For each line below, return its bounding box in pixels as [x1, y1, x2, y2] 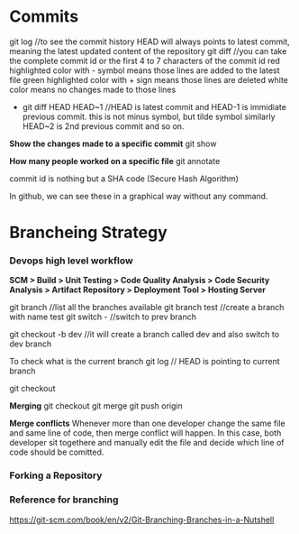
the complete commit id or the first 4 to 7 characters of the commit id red [9, 55, 281, 66]
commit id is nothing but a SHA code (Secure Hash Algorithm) [9, 173, 239, 184]
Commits [9, 6, 79, 27]
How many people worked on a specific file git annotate [9, 155, 221, 166]
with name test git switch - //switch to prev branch [9, 311, 196, 322]
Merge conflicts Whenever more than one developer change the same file [9, 418, 285, 429]
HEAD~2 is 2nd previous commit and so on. [22, 120, 185, 132]
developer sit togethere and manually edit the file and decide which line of [9, 437, 285, 448]
